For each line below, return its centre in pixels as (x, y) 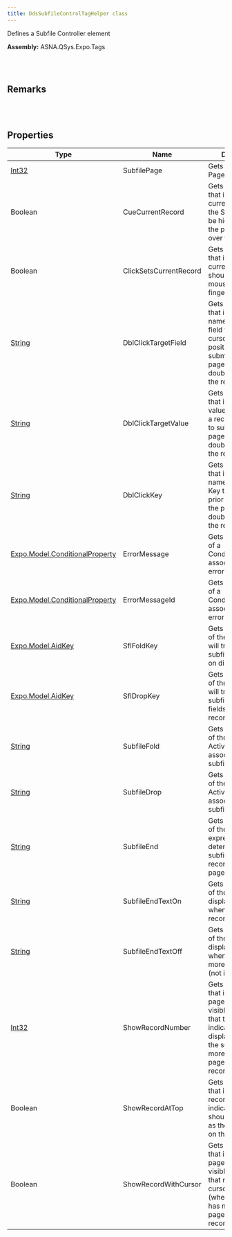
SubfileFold (142, 747)
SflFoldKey (141, 646)
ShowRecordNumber (157, 1028)
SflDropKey (142, 696)
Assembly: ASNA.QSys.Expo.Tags (56, 46)
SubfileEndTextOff (153, 952)
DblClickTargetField (155, 343)
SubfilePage (143, 170)
